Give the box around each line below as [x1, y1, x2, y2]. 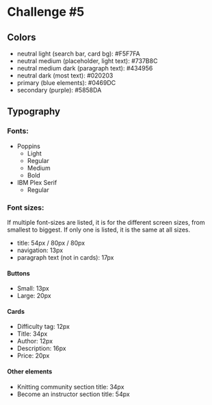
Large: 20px [16, 292, 51, 300]
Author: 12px [16, 337, 53, 345]
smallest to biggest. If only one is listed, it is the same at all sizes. [7, 225, 191, 234]
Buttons [7, 269, 31, 278]
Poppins [16, 142, 41, 150]
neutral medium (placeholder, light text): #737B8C [16, 57, 158, 65]
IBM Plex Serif [16, 178, 57, 186]
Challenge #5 [7, 4, 85, 20]
